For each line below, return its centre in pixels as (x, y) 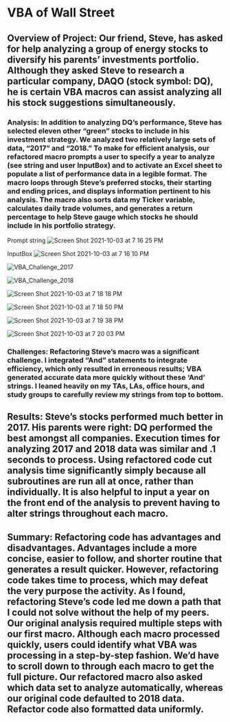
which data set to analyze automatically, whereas (115, 687)
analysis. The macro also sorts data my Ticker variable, (101, 200)
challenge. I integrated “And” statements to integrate (97, 360)
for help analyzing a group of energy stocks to (108, 49)
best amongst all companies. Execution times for (114, 438)
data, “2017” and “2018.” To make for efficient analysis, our (108, 148)
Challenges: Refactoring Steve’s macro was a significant (103, 351)
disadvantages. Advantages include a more (102, 548)
